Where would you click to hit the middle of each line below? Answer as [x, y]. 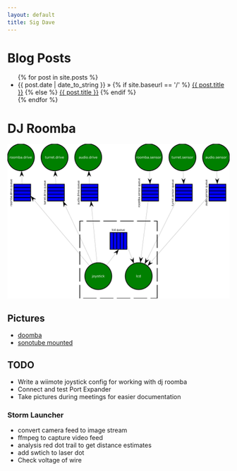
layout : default [31, 15]
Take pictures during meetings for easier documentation [99, 396]
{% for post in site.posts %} [58, 77]
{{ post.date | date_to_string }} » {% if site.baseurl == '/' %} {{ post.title [121, 85]
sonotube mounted [45, 343]
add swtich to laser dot [51, 453]
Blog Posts [39, 58]
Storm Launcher [36, 415]
